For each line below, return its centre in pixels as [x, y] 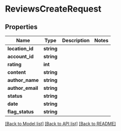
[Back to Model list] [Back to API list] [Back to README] [60, 124]
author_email [23, 88]
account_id [21, 57]
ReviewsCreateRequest [53, 9]
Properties [21, 27]
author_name [23, 80]
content [17, 72]
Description [76, 41]
